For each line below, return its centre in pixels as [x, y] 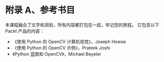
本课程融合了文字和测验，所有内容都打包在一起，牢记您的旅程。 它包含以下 [82, 25]
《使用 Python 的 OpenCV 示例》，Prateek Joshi [61, 48]
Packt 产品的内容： [25, 31]
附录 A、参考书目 [40, 10]
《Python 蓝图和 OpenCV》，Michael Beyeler [57, 54]
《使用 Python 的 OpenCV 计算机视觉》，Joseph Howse [69, 41]
